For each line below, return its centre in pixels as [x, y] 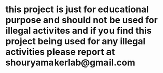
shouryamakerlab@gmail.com [70, 63]
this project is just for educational [77, 9]
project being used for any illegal [75, 42]
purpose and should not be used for [82, 20]
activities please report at [60, 52]
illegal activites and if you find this [79, 31]
